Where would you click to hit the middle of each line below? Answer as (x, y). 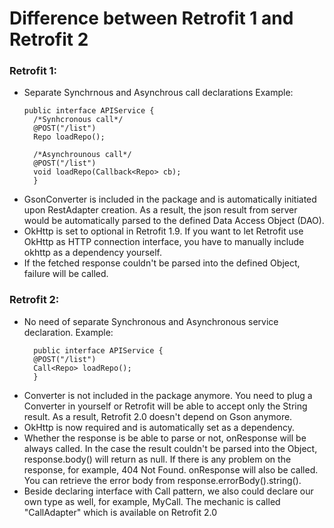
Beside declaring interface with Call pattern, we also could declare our (168, 491)
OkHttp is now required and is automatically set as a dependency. (159, 427)
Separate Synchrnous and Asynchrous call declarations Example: (158, 93)
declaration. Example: (68, 332)
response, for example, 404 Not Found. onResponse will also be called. (171, 469)
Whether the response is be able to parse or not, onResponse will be (165, 438)
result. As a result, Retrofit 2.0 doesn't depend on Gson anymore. (158, 416)
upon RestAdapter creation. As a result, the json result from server (160, 210)
